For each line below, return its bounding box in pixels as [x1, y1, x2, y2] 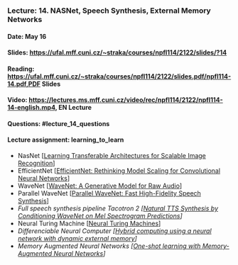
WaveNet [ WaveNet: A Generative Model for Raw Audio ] [17, 181, 183, 190]
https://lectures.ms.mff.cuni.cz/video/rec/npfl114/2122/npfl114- [28, 96, 224, 104]
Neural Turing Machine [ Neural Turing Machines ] [17, 219, 161, 228]
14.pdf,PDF [7, 79, 41, 88]
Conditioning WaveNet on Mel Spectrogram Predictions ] [17, 212, 183, 220]
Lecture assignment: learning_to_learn [7, 135, 124, 144]
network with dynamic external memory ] [17, 235, 137, 243]
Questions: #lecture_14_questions [7, 119, 110, 128]
